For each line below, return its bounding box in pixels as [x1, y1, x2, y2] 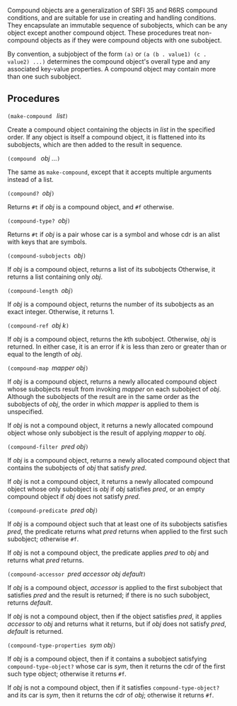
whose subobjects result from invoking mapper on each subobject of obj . [7, 385, 221, 393]
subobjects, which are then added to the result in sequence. [7, 140, 183, 149]
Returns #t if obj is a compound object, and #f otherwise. [7, 202, 175, 211]
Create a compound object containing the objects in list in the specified [7, 125, 216, 134]
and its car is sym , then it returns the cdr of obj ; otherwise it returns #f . [7, 690, 214, 699]
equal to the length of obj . [7, 349, 83, 358]
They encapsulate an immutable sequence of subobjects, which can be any [7, 21, 228, 29]
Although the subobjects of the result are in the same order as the [7, 392, 200, 400]
